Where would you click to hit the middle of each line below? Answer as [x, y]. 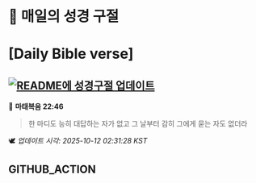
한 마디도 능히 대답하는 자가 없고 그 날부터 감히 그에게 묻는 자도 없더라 [138, 124]
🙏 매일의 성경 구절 [64, 17]
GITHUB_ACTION [52, 169]
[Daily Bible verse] [71, 54]
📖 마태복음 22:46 [36, 106]
